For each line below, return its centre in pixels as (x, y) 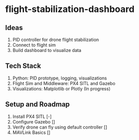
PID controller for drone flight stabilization (56, 39)
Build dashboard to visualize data (47, 50)
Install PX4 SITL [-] (32, 116)
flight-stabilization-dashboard (70, 9)
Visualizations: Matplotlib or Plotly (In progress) (61, 88)
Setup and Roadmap (38, 104)
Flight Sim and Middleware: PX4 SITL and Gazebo (64, 83)
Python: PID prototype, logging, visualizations (59, 78)
